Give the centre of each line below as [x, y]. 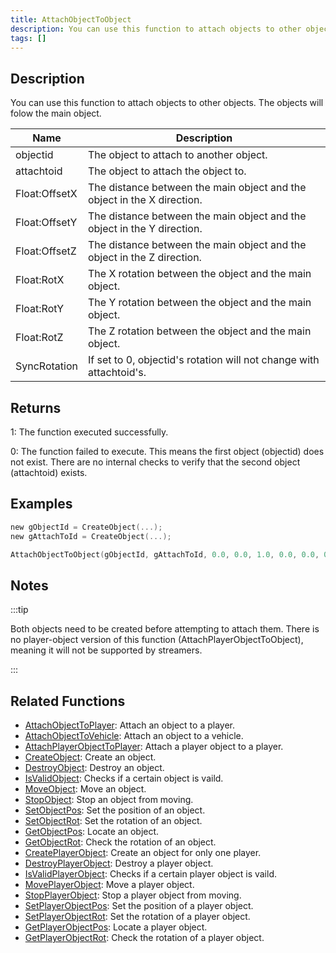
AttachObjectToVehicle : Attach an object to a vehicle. [134, 736]
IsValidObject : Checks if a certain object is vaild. [124, 778]
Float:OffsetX [46, 194]
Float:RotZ [39, 338]
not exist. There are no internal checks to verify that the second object [155, 462]
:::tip [19, 610]
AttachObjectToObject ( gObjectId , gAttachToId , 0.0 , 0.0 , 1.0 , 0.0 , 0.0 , [165, 554]
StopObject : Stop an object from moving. [109, 800]
